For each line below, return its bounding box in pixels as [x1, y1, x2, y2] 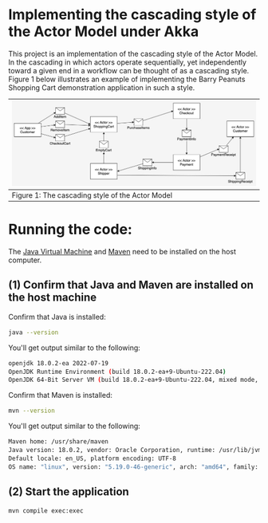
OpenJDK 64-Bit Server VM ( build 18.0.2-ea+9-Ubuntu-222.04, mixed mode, [8, 376, 259, 384]
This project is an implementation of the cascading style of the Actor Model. [8, 49, 258, 58]
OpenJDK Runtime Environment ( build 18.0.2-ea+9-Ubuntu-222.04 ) [8, 368, 227, 376]
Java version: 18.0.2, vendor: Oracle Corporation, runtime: [8, 446, 216, 454]
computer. [8, 255, 42, 265]
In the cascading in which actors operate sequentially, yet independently [8, 57, 247, 67]
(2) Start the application [8, 485, 129, 499]
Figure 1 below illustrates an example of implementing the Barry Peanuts [8, 74, 246, 84]
